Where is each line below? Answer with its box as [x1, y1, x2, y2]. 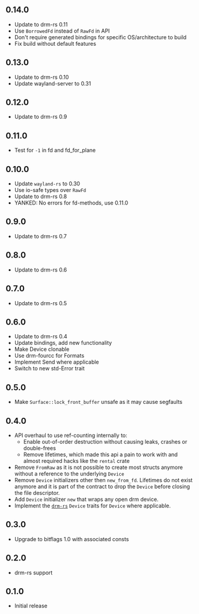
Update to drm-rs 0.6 [14, 266, 67, 273]
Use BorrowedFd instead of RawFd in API [14, 27, 110, 34]
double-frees [23, 444, 57, 451]
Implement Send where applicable [14, 358, 100, 366]
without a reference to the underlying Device [14, 470, 124, 477]
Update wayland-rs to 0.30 [14, 180, 81, 187]
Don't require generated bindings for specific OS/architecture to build [14, 33, 187, 41]
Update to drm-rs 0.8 [14, 193, 67, 200]
